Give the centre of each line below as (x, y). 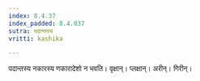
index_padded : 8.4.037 (47, 23)
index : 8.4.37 (32, 16)
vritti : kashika (36, 38)
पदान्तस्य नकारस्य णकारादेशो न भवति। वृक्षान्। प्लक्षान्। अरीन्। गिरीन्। (100, 69)
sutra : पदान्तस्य (31, 31)
